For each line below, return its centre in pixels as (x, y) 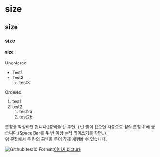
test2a (26, 111)
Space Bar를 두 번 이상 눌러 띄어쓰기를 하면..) (63, 133)
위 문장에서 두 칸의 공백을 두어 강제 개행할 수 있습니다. (56, 139)
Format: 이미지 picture (60, 149)
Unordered (16, 63)
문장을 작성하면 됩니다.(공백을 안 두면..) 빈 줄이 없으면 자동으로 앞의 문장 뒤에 (78, 126)
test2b (26, 117)
